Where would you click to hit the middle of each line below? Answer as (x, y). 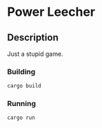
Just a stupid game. (35, 54)
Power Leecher (51, 12)
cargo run (21, 118)
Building (21, 72)
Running (22, 104)
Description (33, 38)
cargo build (24, 86)
